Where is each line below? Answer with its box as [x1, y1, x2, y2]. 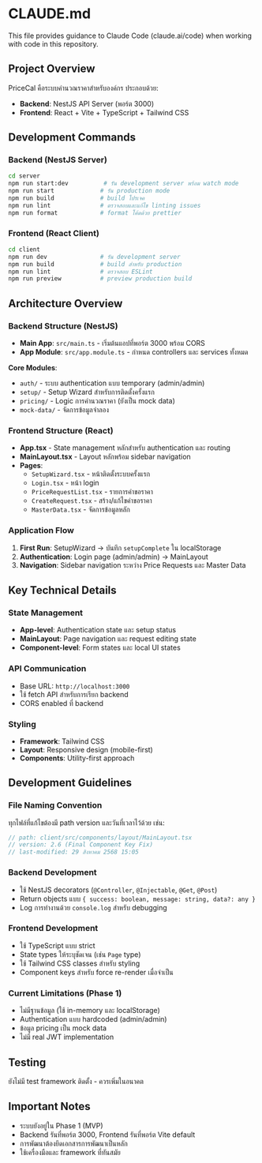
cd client [8, 246, 41, 253]
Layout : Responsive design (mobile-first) [19, 745, 154, 754]
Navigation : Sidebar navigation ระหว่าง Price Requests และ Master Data [19, 560, 246, 569]
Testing [8, 1056, 47, 1069]
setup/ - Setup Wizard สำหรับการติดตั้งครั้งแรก [19, 388, 155, 397]
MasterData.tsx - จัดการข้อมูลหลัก [31, 505, 130, 514]
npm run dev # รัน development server [8, 253, 181, 261]
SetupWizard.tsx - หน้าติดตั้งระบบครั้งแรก [31, 469, 151, 478]
